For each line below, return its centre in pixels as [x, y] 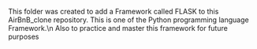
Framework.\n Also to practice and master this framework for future [118, 28]
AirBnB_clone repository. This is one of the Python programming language [129, 20]
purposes [24, 36]
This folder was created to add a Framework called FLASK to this [114, 11]
